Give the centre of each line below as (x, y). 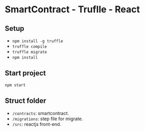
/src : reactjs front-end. (37, 124)
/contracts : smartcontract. (40, 113)
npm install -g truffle (38, 41)
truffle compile (29, 47)
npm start (15, 85)
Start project (25, 73)
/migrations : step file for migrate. (47, 119)
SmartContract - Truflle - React (72, 10)
